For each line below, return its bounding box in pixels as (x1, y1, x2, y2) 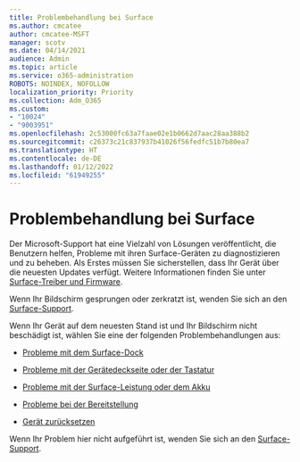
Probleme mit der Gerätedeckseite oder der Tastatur (21, 365, 215, 375)
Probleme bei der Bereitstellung (21, 399, 138, 410)
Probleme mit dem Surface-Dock (21, 347, 145, 358)
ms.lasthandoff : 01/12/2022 (9, 162, 114, 171)
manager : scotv (9, 37, 66, 47)
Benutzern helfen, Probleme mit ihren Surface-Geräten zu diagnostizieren (9, 248, 280, 259)
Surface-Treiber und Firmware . (9, 276, 123, 287)
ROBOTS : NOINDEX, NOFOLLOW (9, 79, 110, 88)
